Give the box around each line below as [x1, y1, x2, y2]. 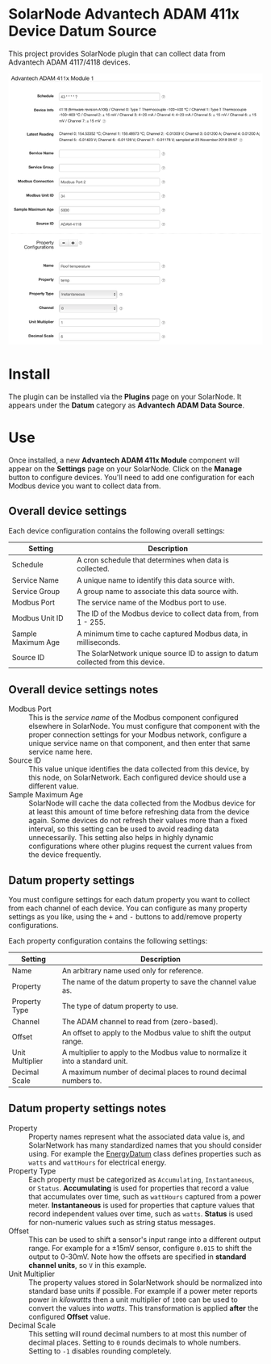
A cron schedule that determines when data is [76, 555, 230, 565]
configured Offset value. [28, 1312, 110, 1321]
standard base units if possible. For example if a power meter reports [28, 1286, 258, 1295]
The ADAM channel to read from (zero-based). [61, 1016, 219, 1026]
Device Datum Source [8, 22, 157, 40]
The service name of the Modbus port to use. [76, 598, 227, 608]
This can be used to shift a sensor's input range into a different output [28, 1234, 261, 1244]
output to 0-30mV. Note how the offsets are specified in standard [28, 1252, 247, 1261]
